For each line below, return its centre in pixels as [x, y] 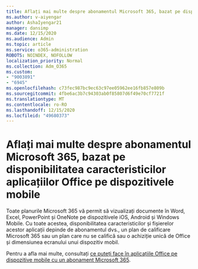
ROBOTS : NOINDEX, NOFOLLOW [39, 55]
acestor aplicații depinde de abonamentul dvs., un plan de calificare [88, 230]
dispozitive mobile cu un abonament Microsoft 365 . [68, 260]
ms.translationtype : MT [35, 99]
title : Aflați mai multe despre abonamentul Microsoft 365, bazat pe [93, 11]
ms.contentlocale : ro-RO [37, 104]
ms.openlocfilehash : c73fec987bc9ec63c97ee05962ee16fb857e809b [85, 88]
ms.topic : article [29, 45]
